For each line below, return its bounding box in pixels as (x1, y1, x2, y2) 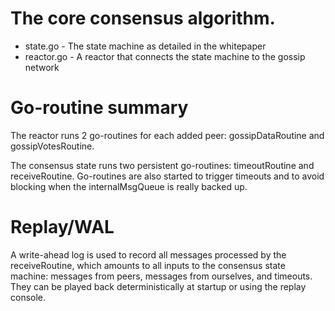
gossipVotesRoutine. (10, 140, 95, 152)
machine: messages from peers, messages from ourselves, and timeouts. (10, 270, 313, 282)
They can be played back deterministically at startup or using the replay (10, 280, 307, 292)
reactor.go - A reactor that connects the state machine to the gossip (24, 50, 306, 62)
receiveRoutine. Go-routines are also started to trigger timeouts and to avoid (10, 170, 325, 182)
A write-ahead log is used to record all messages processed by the (10, 248, 287, 261)
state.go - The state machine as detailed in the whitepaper (24, 40, 267, 52)
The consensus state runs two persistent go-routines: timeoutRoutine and (10, 159, 315, 171)
